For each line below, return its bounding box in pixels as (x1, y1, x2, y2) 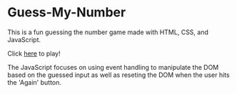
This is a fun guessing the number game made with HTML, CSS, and (7, 28, 209, 36)
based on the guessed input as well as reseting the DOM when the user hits (7, 70, 230, 79)
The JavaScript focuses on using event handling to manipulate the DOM (7, 63, 219, 71)
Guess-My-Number (7, 4, 126, 21)
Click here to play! (7, 49, 61, 58)
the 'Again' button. (7, 78, 62, 86)
